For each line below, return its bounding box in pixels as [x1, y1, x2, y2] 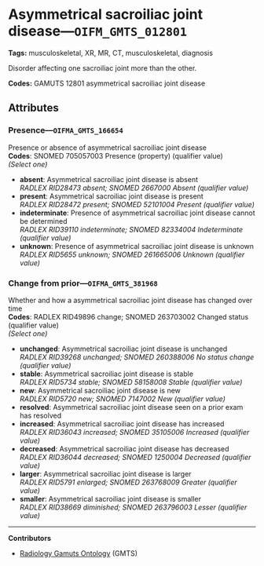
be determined [19, 216, 68, 225]
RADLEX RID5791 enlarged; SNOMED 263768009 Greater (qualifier [19, 477, 237, 487]
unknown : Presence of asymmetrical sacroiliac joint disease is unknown [19, 241, 254, 250]
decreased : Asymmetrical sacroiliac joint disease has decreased [19, 444, 229, 453]
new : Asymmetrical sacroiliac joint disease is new [19, 385, 181, 395]
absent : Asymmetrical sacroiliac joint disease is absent [19, 174, 199, 184]
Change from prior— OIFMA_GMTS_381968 [8, 277, 159, 288]
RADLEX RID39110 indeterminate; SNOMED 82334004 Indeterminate [19, 225, 244, 234]
